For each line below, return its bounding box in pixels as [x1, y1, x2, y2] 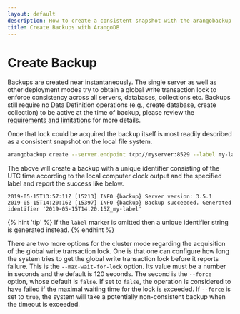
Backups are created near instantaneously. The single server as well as [7, 78, 217, 86]
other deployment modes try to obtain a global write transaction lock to [7, 86, 216, 94]
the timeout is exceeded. [7, 300, 81, 309]
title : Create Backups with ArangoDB [7, 24, 120, 31]
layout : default [7, 10, 56, 18]
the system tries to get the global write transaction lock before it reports [7, 255, 219, 263]
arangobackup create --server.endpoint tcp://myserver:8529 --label [7, 151, 216, 158]
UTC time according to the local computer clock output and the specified [7, 172, 223, 181]
